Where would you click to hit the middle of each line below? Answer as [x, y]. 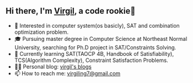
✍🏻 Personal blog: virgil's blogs [53, 66]
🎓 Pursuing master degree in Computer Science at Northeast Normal [101, 38]
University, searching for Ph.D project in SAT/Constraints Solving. [95, 47]
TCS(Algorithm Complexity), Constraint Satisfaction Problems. [91, 60]
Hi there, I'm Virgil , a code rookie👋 [71, 11]
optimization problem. [41, 32]
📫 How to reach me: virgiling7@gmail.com [67, 73]
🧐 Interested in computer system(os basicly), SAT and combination [97, 25]
